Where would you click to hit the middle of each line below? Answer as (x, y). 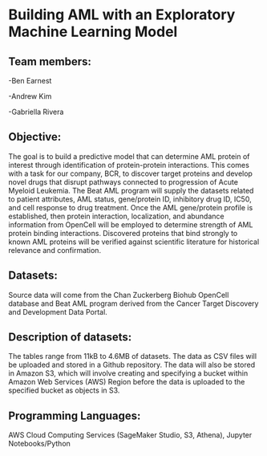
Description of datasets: (70, 338)
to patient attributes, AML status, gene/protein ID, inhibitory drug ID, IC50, (130, 199)
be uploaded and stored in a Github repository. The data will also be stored (132, 365)
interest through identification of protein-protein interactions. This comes (129, 165)
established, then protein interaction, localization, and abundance (116, 216)
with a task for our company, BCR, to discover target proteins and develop (130, 173)
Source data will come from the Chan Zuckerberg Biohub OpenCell (119, 295)
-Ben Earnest (30, 81)
